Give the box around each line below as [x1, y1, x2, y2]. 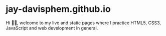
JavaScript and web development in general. [6, 25, 98, 31]
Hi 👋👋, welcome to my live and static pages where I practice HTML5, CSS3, [6, 20, 161, 26]
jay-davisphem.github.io [6, 3, 111, 15]
